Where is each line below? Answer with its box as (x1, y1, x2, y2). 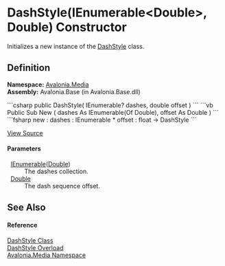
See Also (7, 201, 46, 214)
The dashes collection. (24, 167, 89, 175)
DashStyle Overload (7, 243, 64, 252)
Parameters (7, 144, 41, 153)
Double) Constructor (7, 19, 127, 35)
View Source (7, 129, 43, 137)
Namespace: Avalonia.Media (7, 80, 89, 89)
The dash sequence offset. (24, 181, 101, 190)
